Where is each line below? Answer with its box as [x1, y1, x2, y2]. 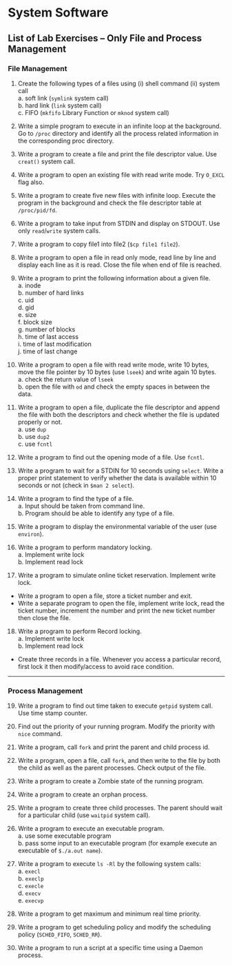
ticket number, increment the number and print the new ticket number [17, 606, 215, 615]
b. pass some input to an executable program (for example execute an [17, 839, 218, 847]
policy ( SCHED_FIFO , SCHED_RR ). [17, 930, 103, 938]
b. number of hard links [17, 288, 85, 297]
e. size [17, 310, 37, 318]
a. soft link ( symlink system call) [17, 94, 109, 102]
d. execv [17, 889, 41, 897]
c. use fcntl [17, 440, 53, 448]
